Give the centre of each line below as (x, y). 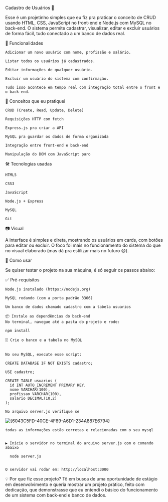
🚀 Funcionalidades (24, 43)
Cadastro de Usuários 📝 (30, 8)
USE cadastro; (20, 372)
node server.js (26, 456)
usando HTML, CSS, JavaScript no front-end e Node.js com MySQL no (78, 23)
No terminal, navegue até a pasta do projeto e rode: (63, 322)
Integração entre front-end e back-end (47, 145)
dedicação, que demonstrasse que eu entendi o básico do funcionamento (81, 490)
